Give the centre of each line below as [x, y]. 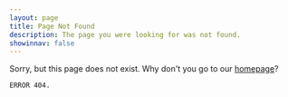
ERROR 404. [30, 86]
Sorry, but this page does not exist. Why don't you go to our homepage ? [144, 69]
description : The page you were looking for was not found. [125, 34]
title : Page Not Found [52, 26]
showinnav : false [42, 43]
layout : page [34, 18]
